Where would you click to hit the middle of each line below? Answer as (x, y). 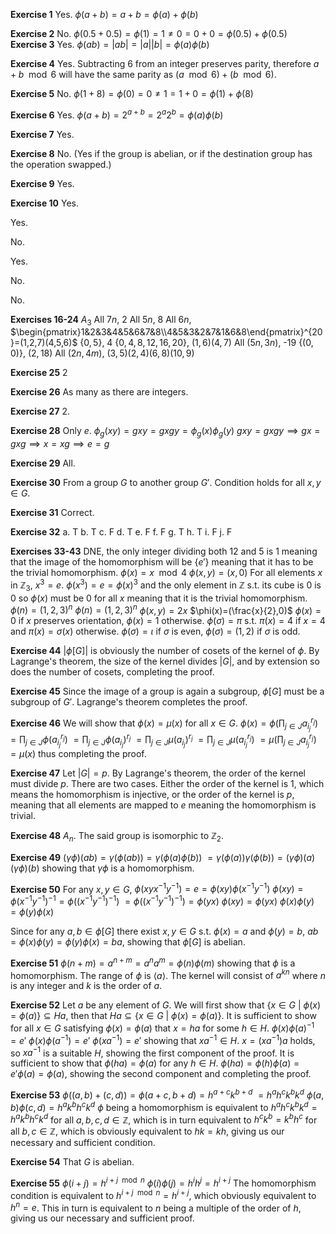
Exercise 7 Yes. (42, 134)
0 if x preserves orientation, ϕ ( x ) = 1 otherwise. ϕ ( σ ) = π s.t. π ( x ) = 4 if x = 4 (168, 621)
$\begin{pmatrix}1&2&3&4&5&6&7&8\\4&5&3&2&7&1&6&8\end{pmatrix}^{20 (166, 332)
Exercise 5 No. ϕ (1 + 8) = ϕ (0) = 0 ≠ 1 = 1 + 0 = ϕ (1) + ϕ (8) (132, 93)
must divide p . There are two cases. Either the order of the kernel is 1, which (167, 783)
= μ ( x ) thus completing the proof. (78, 753)
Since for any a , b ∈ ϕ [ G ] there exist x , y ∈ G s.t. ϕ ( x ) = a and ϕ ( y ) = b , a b (164, 931)
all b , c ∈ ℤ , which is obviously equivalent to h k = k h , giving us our (147, 1131)
